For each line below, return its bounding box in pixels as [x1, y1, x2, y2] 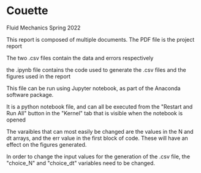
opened [6, 116, 26, 123]
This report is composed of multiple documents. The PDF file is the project [6, 36, 195, 43]
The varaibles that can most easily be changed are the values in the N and [6, 128, 194, 135]
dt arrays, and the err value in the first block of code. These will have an [6, 134, 188, 142]
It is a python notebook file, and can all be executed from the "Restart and [6, 102, 193, 110]
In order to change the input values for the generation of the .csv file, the [6, 153, 191, 160]
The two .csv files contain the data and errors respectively [6, 54, 154, 61]
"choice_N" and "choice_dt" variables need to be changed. [6, 159, 155, 166]
